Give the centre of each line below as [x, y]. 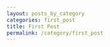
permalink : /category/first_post [55, 33]
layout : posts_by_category [46, 13]
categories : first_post [41, 20]
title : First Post [33, 26]
